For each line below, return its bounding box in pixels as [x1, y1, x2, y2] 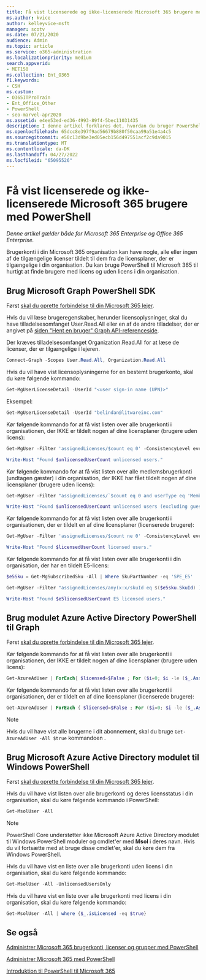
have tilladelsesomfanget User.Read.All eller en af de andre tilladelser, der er [6, 320, 199, 328]
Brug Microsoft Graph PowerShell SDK [6, 286, 156, 296]
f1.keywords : [6, 77, 40, 83]
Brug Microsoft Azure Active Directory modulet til [6, 752, 199, 762]
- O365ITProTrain [6, 94, 51, 101]
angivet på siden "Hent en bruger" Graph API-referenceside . [6, 327, 159, 334]
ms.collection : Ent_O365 [6, 72, 70, 78]
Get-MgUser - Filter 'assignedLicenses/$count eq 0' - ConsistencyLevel [6, 445, 191, 451]
